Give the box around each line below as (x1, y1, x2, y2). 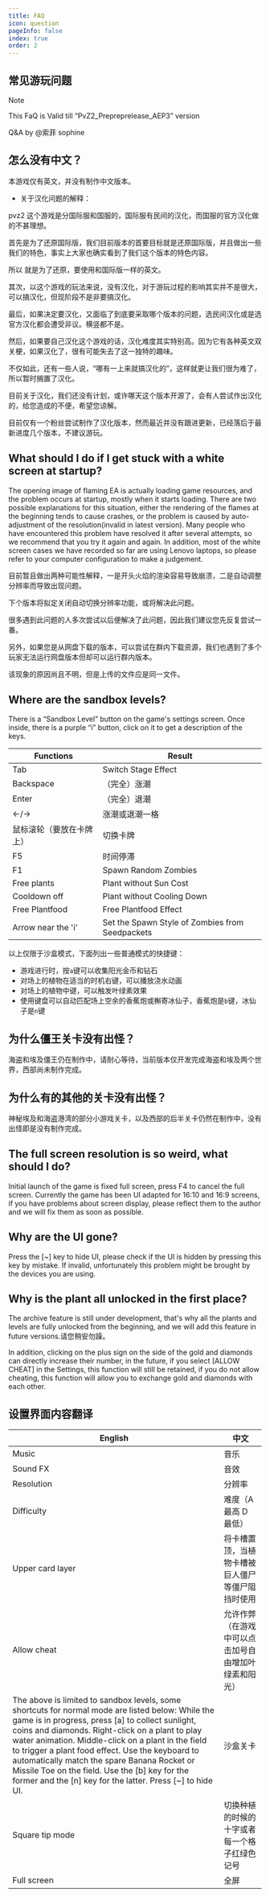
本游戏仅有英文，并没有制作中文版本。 (8, 176, 135, 186)
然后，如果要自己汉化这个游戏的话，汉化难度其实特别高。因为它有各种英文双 (8, 336, 262, 346)
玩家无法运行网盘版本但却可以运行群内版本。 (8, 652, 157, 662)
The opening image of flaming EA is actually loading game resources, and (8, 485, 253, 495)
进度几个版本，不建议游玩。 (14, 427, 107, 437)
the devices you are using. (8, 1268, 96, 1278)
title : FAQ (8, 11, 45, 20)
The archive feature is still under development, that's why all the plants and (8, 1313, 257, 1323)
